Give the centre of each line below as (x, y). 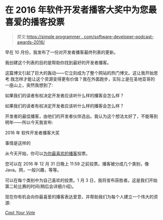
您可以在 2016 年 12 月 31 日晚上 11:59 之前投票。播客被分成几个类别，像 (77, 163)
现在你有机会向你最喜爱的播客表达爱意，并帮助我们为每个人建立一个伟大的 (79, 197)
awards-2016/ (31, 42)
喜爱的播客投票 (35, 22)
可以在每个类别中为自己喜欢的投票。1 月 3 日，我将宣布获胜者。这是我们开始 (81, 180)
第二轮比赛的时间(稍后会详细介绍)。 (41, 186)
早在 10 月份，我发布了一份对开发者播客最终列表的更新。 (62, 52)
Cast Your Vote (20, 212)
